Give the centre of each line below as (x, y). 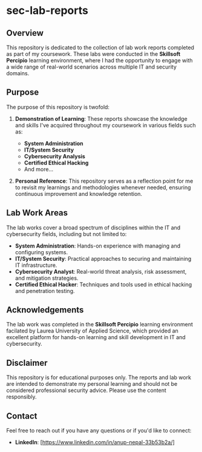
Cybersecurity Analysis (55, 156)
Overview (25, 33)
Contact (22, 416)
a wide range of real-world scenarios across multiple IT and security (92, 67)
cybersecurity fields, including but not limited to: (67, 234)
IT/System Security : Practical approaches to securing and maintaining (103, 258)
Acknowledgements (45, 310)
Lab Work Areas (37, 213)
